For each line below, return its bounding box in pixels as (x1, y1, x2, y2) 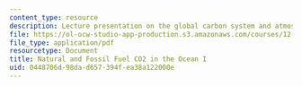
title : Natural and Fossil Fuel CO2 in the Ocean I (9, 55, 207, 64)
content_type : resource (9, 13, 99, 22)
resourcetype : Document (9, 47, 99, 56)
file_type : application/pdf (9, 38, 115, 47)
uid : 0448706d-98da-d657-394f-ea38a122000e (9, 64, 175, 73)
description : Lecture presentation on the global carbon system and (9, 21, 271, 30)
